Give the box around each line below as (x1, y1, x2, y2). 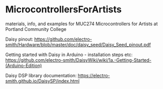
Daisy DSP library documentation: (5, 72, 77, 78)
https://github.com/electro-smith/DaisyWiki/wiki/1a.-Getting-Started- (5, 57, 152, 63)
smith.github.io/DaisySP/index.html (5, 78, 80, 84)
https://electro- (78, 72, 111, 78)
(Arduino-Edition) (5, 62, 42, 68)
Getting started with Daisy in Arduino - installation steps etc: (5, 51, 133, 58)
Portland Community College (5, 26, 67, 32)
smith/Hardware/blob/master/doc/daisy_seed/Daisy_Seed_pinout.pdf (5, 41, 151, 47)
